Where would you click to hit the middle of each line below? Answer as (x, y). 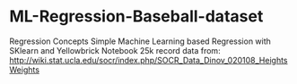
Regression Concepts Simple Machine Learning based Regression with (140, 41)
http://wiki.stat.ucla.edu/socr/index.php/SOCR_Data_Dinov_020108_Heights (149, 60)
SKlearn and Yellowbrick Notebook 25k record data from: (115, 50)
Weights (25, 70)
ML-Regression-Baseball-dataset (136, 17)
